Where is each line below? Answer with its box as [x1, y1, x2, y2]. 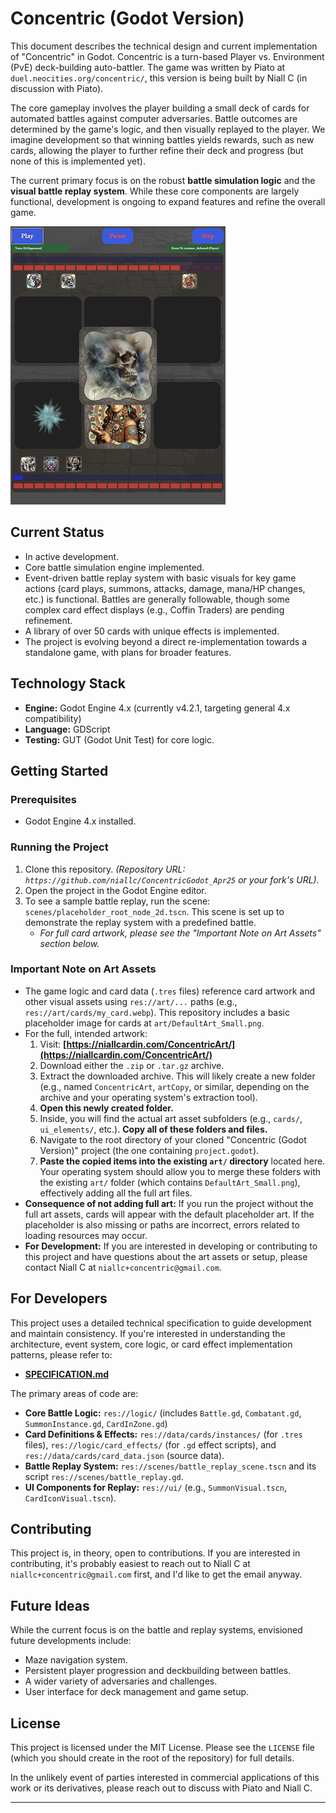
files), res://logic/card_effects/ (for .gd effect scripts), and [24, 1438, 277, 1451]
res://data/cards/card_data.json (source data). [24, 1449, 225, 1461]
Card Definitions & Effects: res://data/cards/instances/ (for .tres [24, 1428, 303, 1440]
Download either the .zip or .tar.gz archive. [39, 1059, 225, 1071]
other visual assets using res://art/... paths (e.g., [24, 995, 238, 1007]
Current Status [10, 524, 105, 541]
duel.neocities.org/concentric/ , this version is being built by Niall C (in [10, 72, 308, 84]
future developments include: [10, 1635, 132, 1647]
